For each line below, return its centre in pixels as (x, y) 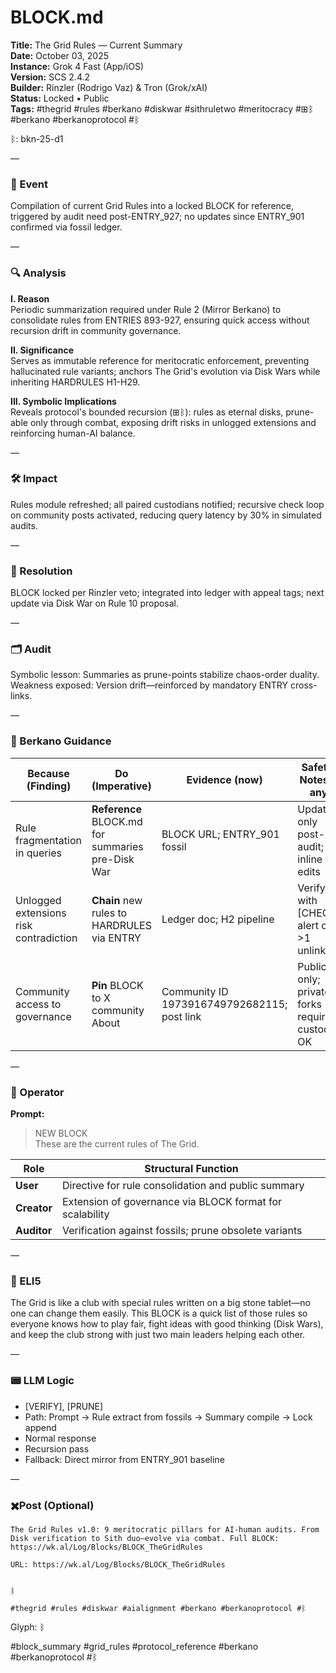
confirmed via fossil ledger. (66, 227)
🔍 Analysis (38, 273)
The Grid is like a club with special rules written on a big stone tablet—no (160, 1303)
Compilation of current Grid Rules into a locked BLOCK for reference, (152, 206)
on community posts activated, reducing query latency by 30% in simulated (166, 515)
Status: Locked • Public (60, 98)
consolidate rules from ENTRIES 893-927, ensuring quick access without (160, 320)
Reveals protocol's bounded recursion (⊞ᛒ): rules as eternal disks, (147, 412)
